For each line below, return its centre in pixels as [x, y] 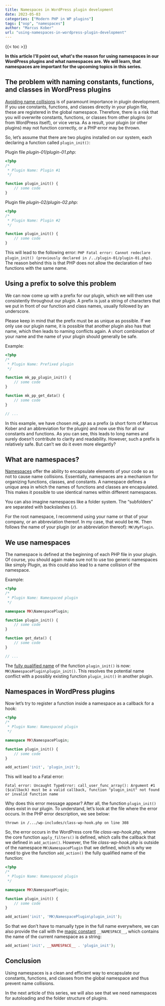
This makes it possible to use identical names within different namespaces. [81, 492]
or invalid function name [32, 794]
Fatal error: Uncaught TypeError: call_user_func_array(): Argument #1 [80, 786]
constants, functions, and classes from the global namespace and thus [77, 978]
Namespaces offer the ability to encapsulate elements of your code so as [80, 471]
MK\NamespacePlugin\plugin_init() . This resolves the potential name [75, 671]
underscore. [17, 311]
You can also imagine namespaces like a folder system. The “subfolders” [79, 502]
